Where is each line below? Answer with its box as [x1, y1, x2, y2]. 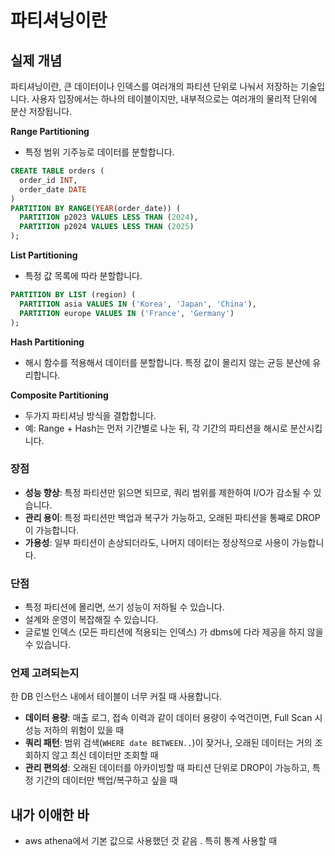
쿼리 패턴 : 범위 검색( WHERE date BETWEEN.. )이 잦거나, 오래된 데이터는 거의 [24, 737, 313, 749]
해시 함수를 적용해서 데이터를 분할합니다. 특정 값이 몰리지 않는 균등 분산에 [24, 356, 311, 368]
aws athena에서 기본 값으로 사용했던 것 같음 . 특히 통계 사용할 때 [24, 835, 278, 847]
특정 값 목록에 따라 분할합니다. [24, 270, 143, 281]
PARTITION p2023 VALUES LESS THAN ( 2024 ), [19, 212, 199, 223]
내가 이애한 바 [10, 806, 90, 823]
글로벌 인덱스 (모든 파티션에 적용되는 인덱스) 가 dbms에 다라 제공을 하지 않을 [24, 626, 324, 638]
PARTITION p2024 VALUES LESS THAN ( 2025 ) [19, 222, 195, 232]
